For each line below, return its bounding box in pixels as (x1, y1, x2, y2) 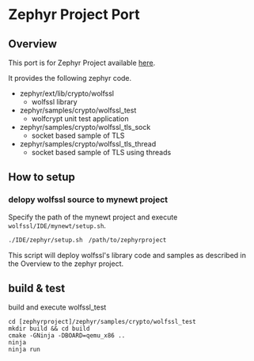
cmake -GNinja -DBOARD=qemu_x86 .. (8, 332, 126, 340)
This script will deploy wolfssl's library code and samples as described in (8, 250, 247, 260)
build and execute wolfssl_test (8, 302, 107, 312)
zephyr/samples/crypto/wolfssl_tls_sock (19, 123, 151, 131)
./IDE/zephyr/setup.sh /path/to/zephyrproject (8, 236, 167, 244)
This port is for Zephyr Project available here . (8, 58, 156, 67)
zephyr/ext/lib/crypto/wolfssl (19, 89, 115, 98)
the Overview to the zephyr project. (8, 259, 124, 268)
